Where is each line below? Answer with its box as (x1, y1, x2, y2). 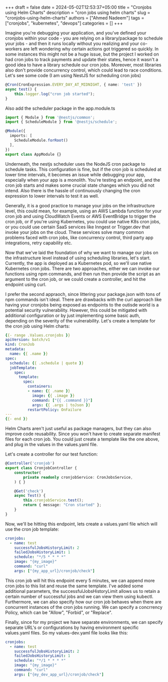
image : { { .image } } (31, 393, 75, 398)
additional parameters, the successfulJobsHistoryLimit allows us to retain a (5, 588, 160, 594)
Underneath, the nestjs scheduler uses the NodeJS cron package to (5, 161, 145, 167)
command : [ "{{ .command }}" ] (31, 398, 93, 403)
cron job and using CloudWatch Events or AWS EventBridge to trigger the (5, 213, 156, 219)
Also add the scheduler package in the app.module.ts (5, 105, 115, 111)
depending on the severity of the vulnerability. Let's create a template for (5, 317, 156, 323)
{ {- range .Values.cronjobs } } (5, 332, 70, 337)
